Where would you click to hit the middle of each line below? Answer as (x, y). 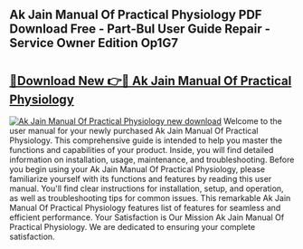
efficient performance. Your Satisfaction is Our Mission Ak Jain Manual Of (147, 217)
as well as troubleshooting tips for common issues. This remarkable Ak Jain (150, 198)
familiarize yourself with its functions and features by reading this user (141, 179)
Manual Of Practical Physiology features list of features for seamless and (145, 208)
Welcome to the (252, 121)
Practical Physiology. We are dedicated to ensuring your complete (133, 227)
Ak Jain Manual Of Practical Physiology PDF (136, 15)
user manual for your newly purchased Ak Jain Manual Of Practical (134, 131)
